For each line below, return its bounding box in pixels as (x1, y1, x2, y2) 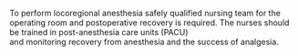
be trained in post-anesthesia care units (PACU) (9, 27, 189, 37)
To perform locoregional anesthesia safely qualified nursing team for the (9, 8, 281, 18)
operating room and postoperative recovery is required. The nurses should (9, 17, 290, 28)
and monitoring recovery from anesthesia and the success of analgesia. (9, 36, 280, 47)
